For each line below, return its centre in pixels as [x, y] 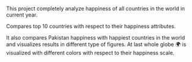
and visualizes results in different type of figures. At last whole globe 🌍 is [96, 44]
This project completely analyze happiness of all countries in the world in [96, 9]
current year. [22, 15]
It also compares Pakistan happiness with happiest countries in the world [96, 37]
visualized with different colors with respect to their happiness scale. [90, 53]
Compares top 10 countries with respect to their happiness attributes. [91, 26]
